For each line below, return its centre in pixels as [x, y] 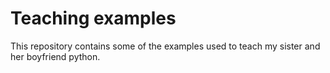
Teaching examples [93, 18]
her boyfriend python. [55, 56]
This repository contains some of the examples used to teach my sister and [165, 46]
